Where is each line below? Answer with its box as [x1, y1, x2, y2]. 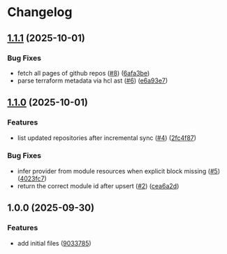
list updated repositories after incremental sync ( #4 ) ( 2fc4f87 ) [17, 134, 197, 142]
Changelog [7, 4, 73, 20]
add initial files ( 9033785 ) [17, 239, 92, 247]
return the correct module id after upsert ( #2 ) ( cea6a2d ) [17, 181, 180, 190]
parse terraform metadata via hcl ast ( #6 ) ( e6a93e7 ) [17, 76, 168, 85]
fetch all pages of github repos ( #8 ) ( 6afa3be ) [17, 69, 150, 77]
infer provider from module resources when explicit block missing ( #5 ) [17, 167, 220, 175]
